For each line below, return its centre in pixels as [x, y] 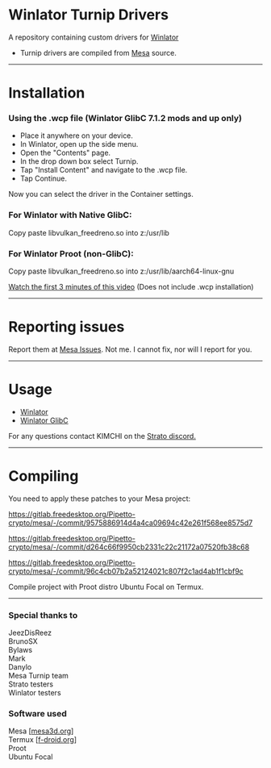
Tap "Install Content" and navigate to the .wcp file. [104, 170]
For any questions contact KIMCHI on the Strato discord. [102, 436]
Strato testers [31, 684]
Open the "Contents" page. [65, 153]
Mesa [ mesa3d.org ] [41, 731]
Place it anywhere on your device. [76, 136]
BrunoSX [23, 641]
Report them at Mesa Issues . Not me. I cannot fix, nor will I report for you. [130, 349]
